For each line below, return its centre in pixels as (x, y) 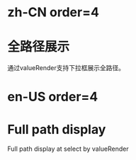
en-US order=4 (53, 97)
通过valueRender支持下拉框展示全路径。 (66, 68)
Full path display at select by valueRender (68, 149)
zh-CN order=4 (53, 12)
